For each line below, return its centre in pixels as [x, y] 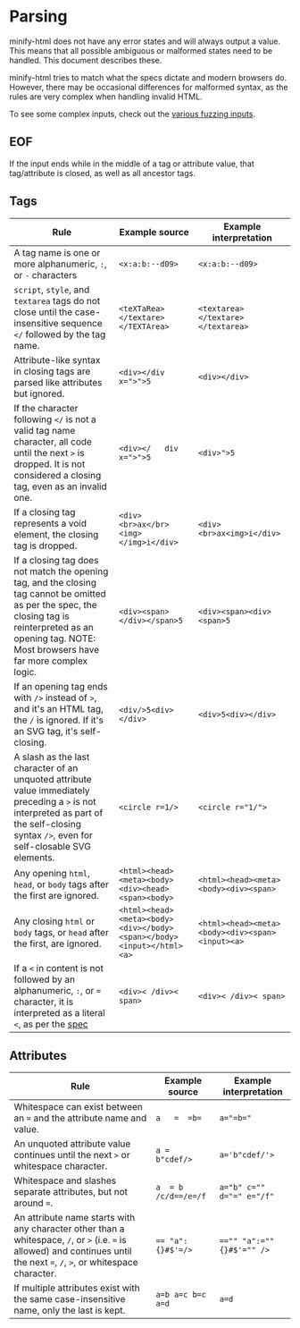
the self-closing [48, 824]
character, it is [44, 1002]
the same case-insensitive [70, 1299]
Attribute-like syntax [57, 359]
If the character [46, 408]
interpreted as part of [58, 813]
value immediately [52, 791]
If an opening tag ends [61, 686]
